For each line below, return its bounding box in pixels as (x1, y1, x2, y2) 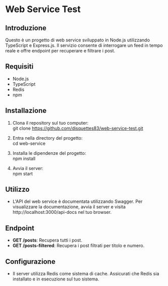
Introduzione (5, 24, 47, 32)
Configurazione (5, 257, 55, 266)
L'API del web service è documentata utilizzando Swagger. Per (12, 198, 143, 205)
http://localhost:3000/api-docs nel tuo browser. (12, 209, 112, 215)
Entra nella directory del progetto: (12, 135, 83, 141)
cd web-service (12, 140, 46, 146)
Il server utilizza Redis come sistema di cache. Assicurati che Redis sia (12, 271, 159, 277)
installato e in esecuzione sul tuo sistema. (12, 276, 99, 282)
